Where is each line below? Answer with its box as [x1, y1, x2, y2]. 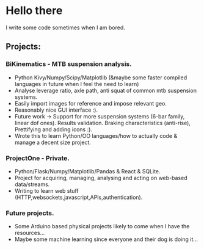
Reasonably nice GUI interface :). [14, 106, 98, 114]
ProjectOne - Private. [5, 154, 70, 162]
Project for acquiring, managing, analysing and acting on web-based [14, 174, 188, 181]
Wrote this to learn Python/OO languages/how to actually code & [14, 132, 178, 139]
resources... [14, 229, 45, 237]
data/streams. [14, 181, 50, 188]
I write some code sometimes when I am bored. [5, 24, 126, 31]
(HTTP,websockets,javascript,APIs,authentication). [14, 193, 143, 201]
